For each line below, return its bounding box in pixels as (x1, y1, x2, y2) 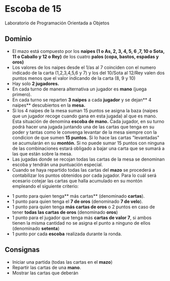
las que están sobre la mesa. (12, 150, 72, 157)
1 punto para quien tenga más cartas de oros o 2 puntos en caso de (12, 204, 155, 210)
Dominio (5, 35, 32, 43)
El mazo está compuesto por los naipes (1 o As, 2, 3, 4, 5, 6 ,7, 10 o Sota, (12, 48, 165, 54)
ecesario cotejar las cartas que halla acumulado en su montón (12, 177, 143, 183)
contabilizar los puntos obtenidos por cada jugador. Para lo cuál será (12, 172, 157, 178)
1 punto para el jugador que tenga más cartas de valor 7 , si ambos (12, 214, 152, 221)
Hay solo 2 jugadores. (12, 80, 60, 86)
